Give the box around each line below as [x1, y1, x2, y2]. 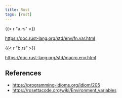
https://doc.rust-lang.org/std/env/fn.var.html [5, 35, 95, 41]
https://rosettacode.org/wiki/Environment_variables [12, 88, 117, 94]
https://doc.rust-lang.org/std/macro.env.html [5, 54, 96, 60]
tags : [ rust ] [5, 12, 32, 17]
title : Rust [5, 7, 30, 12]
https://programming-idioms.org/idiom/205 [12, 82, 100, 88]
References [5, 69, 41, 77]
